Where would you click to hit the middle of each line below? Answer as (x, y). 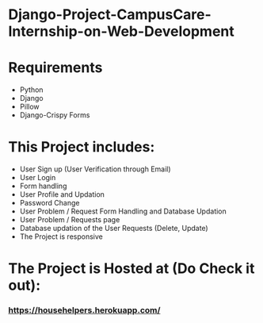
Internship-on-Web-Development (122, 31)
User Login (38, 178)
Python (31, 90)
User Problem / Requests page (70, 220)
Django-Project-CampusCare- (110, 15)
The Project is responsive (61, 236)
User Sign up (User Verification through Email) (95, 169)
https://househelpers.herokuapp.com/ (84, 310)
